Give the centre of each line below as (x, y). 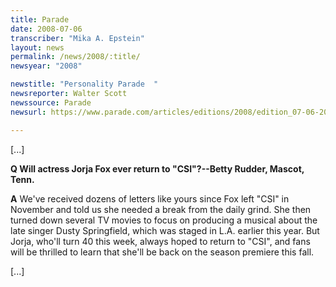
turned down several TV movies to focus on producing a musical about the (164, 220)
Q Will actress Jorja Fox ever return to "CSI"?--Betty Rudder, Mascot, (157, 168)
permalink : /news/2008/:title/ (75, 57)
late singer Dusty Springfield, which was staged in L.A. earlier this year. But (165, 230)
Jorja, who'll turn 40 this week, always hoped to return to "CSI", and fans (160, 241)
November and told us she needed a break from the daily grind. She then (161, 209)
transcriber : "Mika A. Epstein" (77, 38)
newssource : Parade (51, 102)
